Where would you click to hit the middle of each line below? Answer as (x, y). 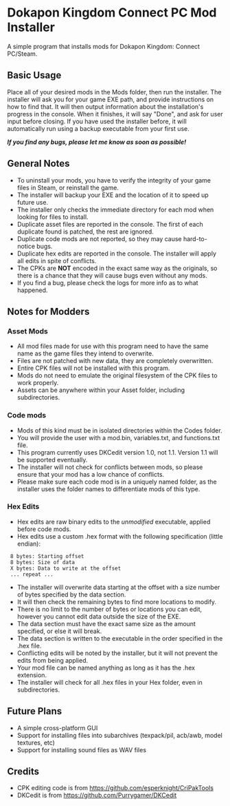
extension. (32, 675)
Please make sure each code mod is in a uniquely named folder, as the (117, 482)
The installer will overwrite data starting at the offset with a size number (118, 587)
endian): (29, 544)
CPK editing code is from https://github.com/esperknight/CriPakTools (115, 788)
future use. (33, 202)
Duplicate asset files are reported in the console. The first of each (110, 224)
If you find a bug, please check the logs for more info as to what (107, 282)
